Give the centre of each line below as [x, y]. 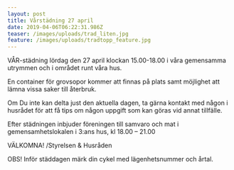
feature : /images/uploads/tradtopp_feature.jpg [79, 40]
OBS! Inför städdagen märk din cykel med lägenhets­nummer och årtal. [110, 159]
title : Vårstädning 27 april [50, 21]
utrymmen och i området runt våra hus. [65, 68]
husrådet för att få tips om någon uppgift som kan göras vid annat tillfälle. [115, 110]
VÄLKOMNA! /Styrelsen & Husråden [60, 145]
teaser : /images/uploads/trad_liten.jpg [68, 34]
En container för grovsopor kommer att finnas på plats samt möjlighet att [114, 81]
